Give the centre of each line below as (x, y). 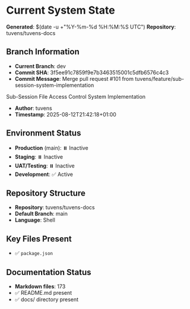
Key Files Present (39, 239)
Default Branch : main (41, 214)
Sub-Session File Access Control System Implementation (76, 96)
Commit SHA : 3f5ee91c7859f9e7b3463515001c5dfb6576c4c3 (92, 72)
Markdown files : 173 (40, 286)
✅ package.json (34, 253)
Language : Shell (35, 220)
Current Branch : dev (40, 66)
